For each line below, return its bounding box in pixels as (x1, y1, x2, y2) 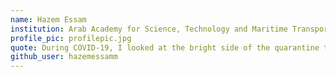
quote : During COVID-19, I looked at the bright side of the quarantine (10, 42, 320, 53)
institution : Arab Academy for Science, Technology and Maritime (10, 24, 288, 34)
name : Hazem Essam (10, 14, 87, 25)
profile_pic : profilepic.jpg (10, 33, 132, 43)
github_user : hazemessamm (10, 52, 118, 62)
